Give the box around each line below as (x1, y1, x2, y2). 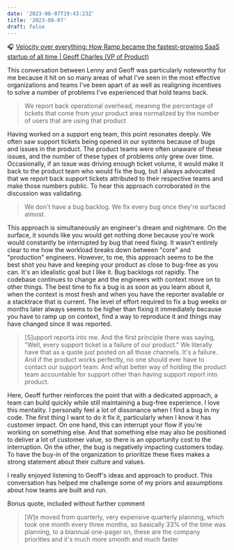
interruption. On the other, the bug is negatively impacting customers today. (7, 443, 224, 451)
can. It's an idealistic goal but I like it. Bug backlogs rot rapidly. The (7, 268, 199, 276)
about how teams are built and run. (7, 486, 108, 494)
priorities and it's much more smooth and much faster (24, 535, 179, 544)
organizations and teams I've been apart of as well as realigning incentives (7, 81, 221, 89)
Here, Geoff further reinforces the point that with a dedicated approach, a (7, 391, 218, 400)
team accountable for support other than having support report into (24, 370, 218, 379)
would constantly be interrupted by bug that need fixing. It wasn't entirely (7, 238, 218, 247)
